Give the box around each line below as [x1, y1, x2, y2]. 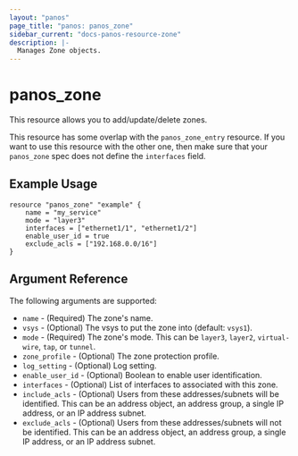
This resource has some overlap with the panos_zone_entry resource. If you [9, 131, 286, 143]
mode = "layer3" [25, 215, 87, 224]
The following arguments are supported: [9, 295, 158, 306]
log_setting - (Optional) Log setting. [21, 359, 158, 371]
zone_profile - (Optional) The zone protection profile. [21, 350, 220, 361]
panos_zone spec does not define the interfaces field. [9, 151, 207, 162]
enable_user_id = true [25, 232, 110, 241]
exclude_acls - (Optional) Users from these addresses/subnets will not [21, 417, 283, 427]
